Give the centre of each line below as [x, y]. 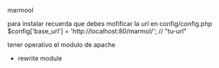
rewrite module [40, 58]
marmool [21, 10]
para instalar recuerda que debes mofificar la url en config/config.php [110, 23]
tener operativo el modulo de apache [62, 45]
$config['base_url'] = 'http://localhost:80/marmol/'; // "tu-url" [97, 31]
